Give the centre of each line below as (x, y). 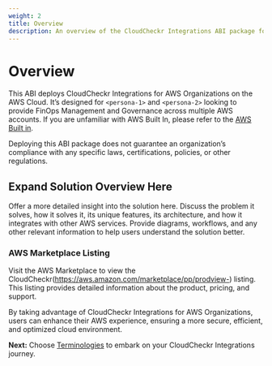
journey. (22, 354)
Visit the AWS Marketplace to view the (72, 271)
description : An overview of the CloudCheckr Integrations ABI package (132, 31)
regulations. (28, 161)
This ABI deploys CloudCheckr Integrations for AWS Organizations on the (131, 93)
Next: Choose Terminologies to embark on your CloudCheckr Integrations (132, 345)
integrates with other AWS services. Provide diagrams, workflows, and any (133, 223)
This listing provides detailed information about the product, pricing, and (129, 288)
